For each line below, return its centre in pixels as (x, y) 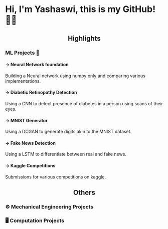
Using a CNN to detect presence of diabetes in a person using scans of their (84, 103)
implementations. (23, 81)
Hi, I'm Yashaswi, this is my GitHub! (80, 9)
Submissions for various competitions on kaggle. (56, 177)
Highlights (84, 38)
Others (84, 192)
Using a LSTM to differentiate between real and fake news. (66, 154)
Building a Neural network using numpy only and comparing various (75, 76)
